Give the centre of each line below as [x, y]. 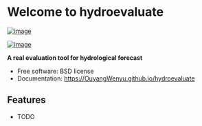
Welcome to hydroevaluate [85, 12]
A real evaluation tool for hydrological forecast [75, 57]
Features [26, 100]
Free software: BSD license [55, 71]
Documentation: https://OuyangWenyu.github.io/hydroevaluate [106, 78]
